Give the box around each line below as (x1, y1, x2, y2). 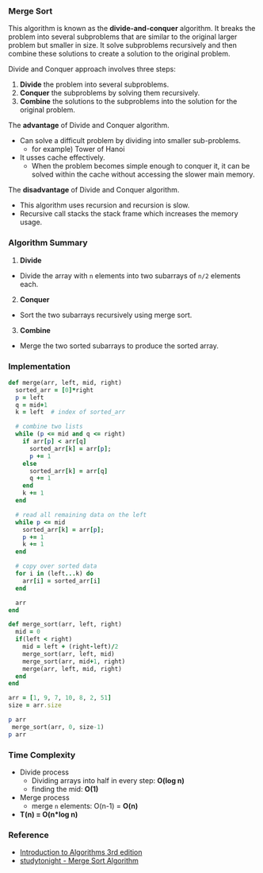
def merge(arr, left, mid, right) (8, 378, 123, 386)
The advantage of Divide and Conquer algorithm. (8, 121, 170, 130)
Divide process (19, 767, 70, 777)
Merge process (19, 793, 70, 802)
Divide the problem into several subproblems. (19, 80, 170, 89)
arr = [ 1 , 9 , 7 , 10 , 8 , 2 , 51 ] (8, 694, 112, 702)
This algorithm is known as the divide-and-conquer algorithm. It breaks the (8, 24, 256, 33)
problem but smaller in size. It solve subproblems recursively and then (8, 41, 238, 50)
